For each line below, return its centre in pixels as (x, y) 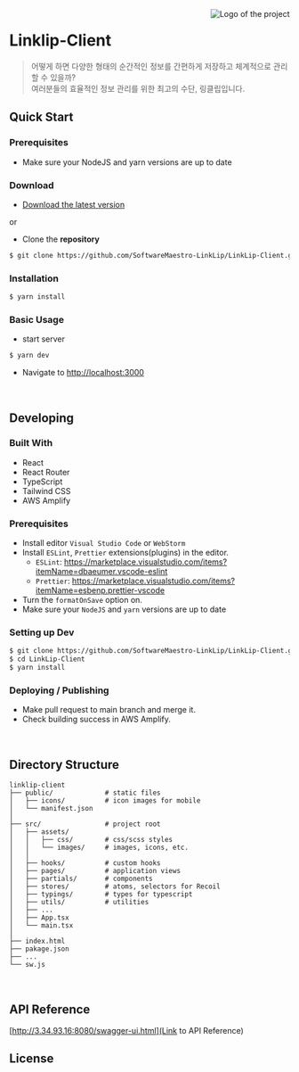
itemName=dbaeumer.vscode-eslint (101, 572)
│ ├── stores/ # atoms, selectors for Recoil (115, 886)
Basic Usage (37, 319)
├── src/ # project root (85, 824)
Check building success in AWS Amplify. (96, 719)
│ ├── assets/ (39, 832)
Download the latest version (73, 204)
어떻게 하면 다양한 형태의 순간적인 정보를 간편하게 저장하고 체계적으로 (151, 66)
